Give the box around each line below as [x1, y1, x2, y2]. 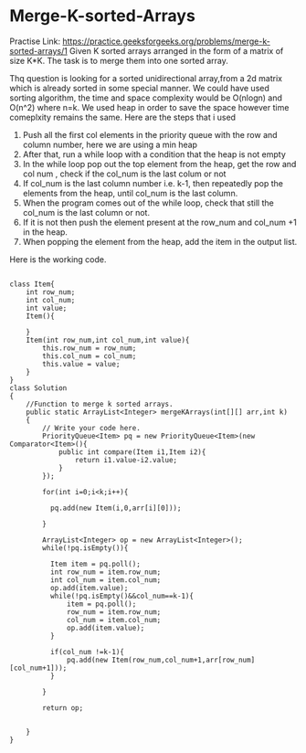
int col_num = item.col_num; [49, 575, 162, 585]
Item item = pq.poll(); [49, 559, 142, 568]
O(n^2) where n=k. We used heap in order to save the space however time [9, 101, 290, 112]
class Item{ [9, 280, 55, 289]
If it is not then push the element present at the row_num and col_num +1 [22, 217, 297, 228]
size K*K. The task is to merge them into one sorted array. [9, 55, 228, 66]
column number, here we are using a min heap [22, 139, 198, 150]
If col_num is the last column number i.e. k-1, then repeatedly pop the [22, 177, 284, 188]
